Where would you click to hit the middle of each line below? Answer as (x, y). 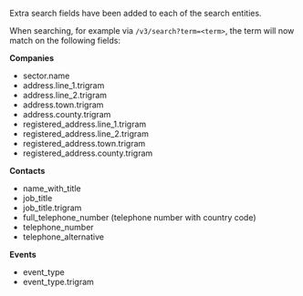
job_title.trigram (52, 208)
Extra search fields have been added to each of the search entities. (136, 13)
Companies (32, 58)
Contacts (27, 171)
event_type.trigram (58, 282)
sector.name (46, 76)
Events (23, 255)
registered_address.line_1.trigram (84, 124)
